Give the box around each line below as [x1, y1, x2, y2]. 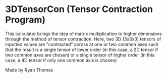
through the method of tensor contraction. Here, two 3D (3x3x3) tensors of [5, 36, 161, 42]
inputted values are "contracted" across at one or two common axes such [5, 41, 159, 47]
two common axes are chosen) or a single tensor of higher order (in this [5, 51, 155, 58]
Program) [5, 14, 46, 25]
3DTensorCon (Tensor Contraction [5, 3, 153, 15]
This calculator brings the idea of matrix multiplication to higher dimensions [5, 30, 162, 36]
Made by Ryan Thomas [5, 66, 53, 73]
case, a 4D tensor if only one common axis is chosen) [5, 57, 117, 63]
